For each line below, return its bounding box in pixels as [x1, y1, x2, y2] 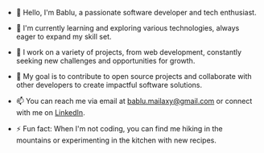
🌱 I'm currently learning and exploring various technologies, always [15, 23, 240, 32]
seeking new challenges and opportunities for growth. [15, 56, 196, 65]
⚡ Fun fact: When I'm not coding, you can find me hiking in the [15, 124, 223, 133]
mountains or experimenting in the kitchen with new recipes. [15, 135, 217, 145]
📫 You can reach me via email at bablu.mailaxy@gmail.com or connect [15, 97, 253, 105]
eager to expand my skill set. [15, 32, 112, 41]
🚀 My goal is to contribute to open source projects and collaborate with [15, 72, 252, 81]
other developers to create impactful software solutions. [15, 81, 203, 89]
